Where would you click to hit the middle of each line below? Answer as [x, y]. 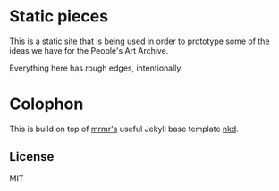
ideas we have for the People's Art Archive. [89, 50]
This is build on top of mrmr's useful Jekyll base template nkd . [124, 129]
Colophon [46, 104]
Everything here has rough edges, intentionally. [96, 68]
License [32, 157]
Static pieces [59, 17]
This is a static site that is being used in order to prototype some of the [139, 41]
